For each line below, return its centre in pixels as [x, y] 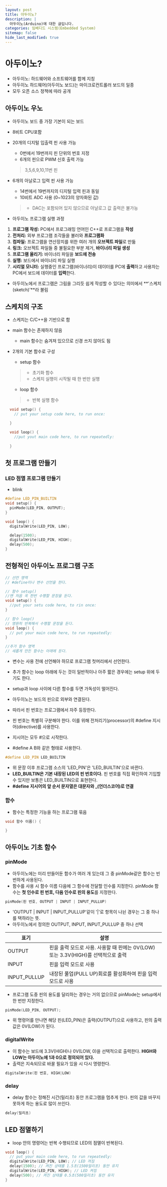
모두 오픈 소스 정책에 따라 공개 [42, 91]
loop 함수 [29, 390]
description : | [21, 19]
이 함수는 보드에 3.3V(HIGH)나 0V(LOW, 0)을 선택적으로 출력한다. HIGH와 [84, 1051]
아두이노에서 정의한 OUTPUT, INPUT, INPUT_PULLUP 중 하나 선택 [78, 924]
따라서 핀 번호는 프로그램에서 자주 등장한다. [54, 710]
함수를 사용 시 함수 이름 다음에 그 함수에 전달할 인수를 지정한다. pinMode [83, 886]
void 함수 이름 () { [23, 822]
